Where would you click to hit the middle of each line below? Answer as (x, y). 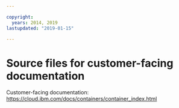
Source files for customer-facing (90, 63)
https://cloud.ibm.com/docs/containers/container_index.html (82, 99)
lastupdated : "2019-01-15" (40, 28)
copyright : (20, 17)
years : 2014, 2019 (35, 22)
